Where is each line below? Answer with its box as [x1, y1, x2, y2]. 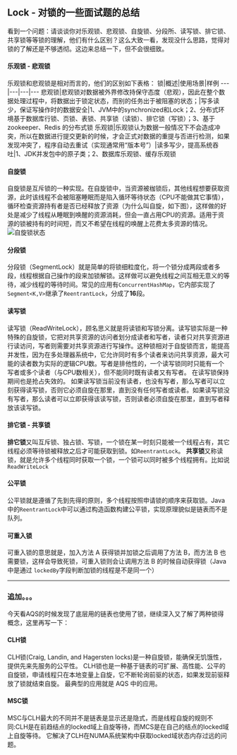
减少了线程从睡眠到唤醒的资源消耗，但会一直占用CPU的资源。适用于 [19, 210, 219, 219]
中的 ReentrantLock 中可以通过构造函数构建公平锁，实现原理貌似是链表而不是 [7, 505, 228, 513]
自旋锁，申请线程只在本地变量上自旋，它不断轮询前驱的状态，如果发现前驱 [7, 670, 224, 679]
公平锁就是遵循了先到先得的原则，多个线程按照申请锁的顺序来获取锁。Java [7, 497, 226, 505]
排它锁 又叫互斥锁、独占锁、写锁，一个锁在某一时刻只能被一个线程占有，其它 [7, 437, 230, 446]
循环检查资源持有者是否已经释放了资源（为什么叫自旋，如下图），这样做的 [7, 202, 221, 210]
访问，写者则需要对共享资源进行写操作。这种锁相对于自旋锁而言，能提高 [19, 341, 230, 350]
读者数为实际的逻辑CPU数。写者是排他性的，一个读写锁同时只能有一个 [19, 359, 224, 367]
